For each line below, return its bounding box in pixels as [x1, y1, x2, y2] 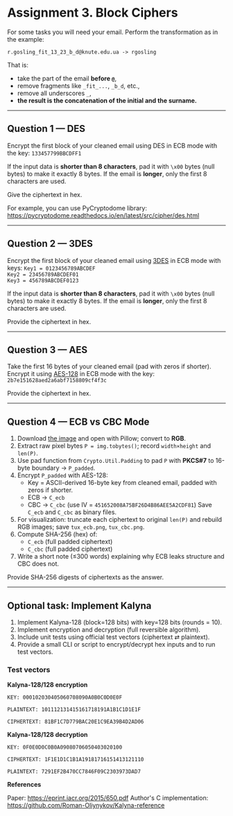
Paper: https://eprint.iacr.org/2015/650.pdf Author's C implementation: [7, 794, 209, 802]
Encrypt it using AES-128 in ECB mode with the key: [7, 370, 155, 378]
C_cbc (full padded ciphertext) [27, 545, 113, 553]
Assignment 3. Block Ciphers [7, 5, 178, 21]
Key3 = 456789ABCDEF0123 [7, 277, 79, 284]
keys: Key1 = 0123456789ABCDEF [7, 264, 96, 272]
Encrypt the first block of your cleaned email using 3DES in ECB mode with [7, 256, 221, 264]
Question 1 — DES [7, 123, 85, 135]
